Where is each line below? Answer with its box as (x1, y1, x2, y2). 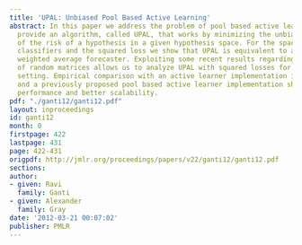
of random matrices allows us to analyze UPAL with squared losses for (17, 64, 292, 73)
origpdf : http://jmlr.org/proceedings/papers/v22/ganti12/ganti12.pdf (9, 154, 280, 164)
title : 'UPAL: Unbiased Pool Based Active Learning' (9, 13, 211, 22)
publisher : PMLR (9, 222, 70, 231)
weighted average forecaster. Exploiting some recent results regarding (17, 55, 296, 64)
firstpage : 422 (9, 130, 67, 139)
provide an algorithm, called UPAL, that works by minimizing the (17, 30, 271, 39)
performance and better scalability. (17, 88, 159, 97)
